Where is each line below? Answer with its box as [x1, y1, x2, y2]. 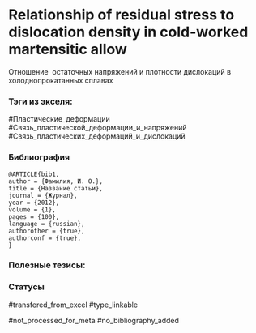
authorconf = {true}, [8, 233, 82, 242]
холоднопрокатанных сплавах [8, 75, 113, 85]
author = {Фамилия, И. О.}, [8, 177, 104, 186]
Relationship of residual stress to [8, 6, 235, 24]
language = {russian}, [8, 220, 85, 228]
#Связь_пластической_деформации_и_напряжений [8, 123, 188, 133]
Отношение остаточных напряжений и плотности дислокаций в [8, 66, 232, 76]
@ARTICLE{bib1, [8, 170, 60, 178]
